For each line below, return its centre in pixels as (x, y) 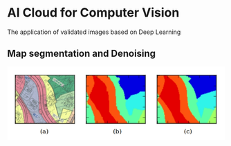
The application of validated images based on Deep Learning (94, 32)
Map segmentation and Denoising (82, 54)
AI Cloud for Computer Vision (93, 13)
